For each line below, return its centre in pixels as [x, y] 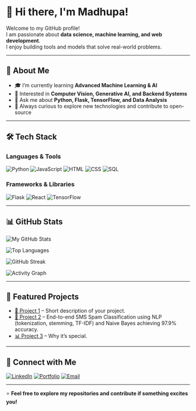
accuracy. [27, 330]
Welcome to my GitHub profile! [43, 28]
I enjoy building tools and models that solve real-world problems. [84, 47]
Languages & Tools [34, 156]
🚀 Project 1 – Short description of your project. [70, 311]
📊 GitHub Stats [34, 222]
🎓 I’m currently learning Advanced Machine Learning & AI [86, 85]
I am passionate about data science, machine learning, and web [84, 34]
